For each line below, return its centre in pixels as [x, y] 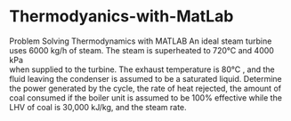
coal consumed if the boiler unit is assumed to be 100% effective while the [146, 97]
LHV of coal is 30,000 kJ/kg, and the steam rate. [98, 107]
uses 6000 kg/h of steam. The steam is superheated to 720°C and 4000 [141, 50]
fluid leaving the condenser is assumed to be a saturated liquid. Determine [145, 78]
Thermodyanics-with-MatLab [121, 16]
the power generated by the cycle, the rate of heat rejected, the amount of [145, 88]
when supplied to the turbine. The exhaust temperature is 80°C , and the [142, 69]
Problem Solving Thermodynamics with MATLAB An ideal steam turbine [141, 41]
